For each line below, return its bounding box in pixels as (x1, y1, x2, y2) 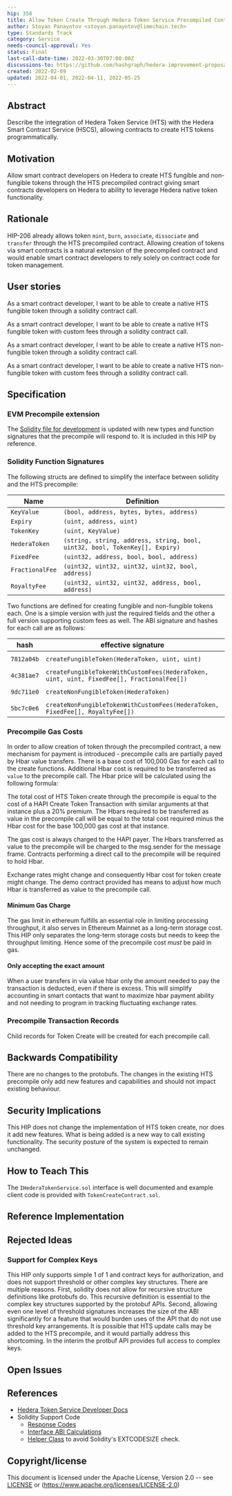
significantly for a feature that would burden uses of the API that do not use (7, 1314, 222, 1323)
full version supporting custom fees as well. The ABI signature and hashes (7, 616, 218, 625)
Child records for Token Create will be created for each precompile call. (7, 1031, 211, 1040)
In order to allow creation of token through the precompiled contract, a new (7, 742, 222, 750)
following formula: (7, 779, 59, 787)
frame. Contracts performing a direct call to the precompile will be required (7, 850, 221, 858)
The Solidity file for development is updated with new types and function (7, 425, 214, 434)
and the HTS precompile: (7, 480, 78, 488)
